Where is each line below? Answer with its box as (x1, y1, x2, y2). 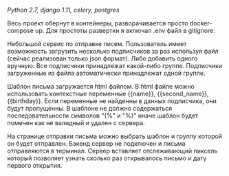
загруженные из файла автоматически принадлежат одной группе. (7, 69, 206, 77)
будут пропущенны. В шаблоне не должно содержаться (7, 104, 173, 112)
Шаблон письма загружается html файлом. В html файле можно (7, 82, 195, 90)
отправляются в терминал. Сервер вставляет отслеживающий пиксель (7, 147, 218, 155)
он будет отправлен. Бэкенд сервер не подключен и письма (7, 140, 186, 147)
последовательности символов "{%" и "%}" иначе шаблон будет (7, 111, 199, 120)
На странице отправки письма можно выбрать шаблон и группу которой (7, 132, 222, 140)
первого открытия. (7, 162, 63, 169)
